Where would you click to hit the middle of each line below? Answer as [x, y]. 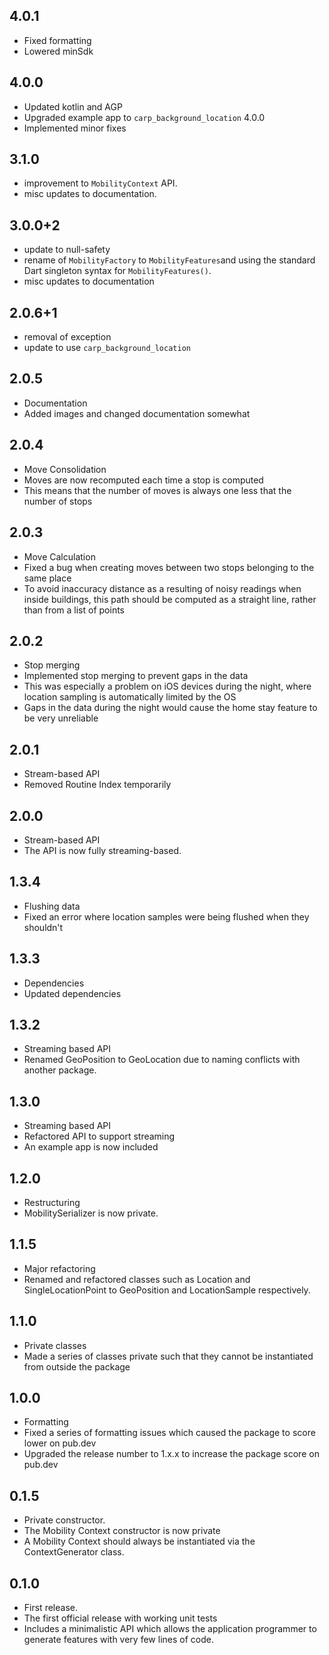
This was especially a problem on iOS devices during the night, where [167, 686]
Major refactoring [59, 1268]
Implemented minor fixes [75, 128]
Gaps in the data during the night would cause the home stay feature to [170, 708]
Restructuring [52, 1202]
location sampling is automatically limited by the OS [130, 697]
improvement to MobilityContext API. [100, 183]
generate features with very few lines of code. [118, 1640]
